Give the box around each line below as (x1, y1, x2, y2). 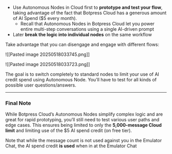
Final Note (5, 99, 32, 106)
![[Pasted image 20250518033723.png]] (5, 61, 91, 67)
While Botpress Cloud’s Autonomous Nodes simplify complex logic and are (5, 111, 163, 117)
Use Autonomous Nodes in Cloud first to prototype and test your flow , (12, 5, 163, 10)
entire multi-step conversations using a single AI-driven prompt (20, 26, 155, 32)
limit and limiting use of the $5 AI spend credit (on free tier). (5, 127, 132, 134)
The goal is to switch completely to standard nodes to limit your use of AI (5, 71, 160, 77)
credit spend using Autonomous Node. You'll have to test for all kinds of (5, 77, 157, 82)
